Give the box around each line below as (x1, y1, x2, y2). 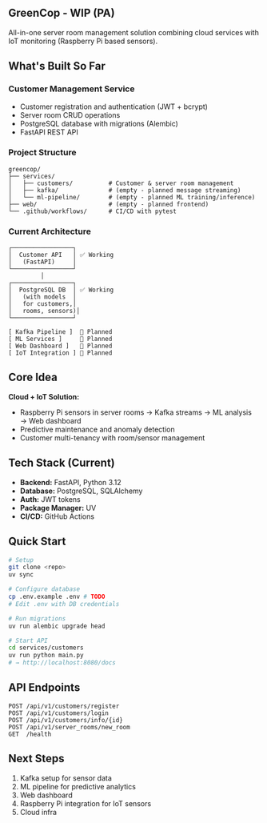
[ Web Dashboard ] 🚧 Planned (8, 342, 113, 351)
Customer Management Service (8, 83, 135, 94)
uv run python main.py (8, 652, 84, 660)
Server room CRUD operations (19, 110, 121, 119)
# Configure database (8, 585, 81, 593)
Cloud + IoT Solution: (8, 391, 80, 401)
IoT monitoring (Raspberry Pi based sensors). (8, 36, 158, 46)
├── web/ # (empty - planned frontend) (8, 200, 209, 208)
